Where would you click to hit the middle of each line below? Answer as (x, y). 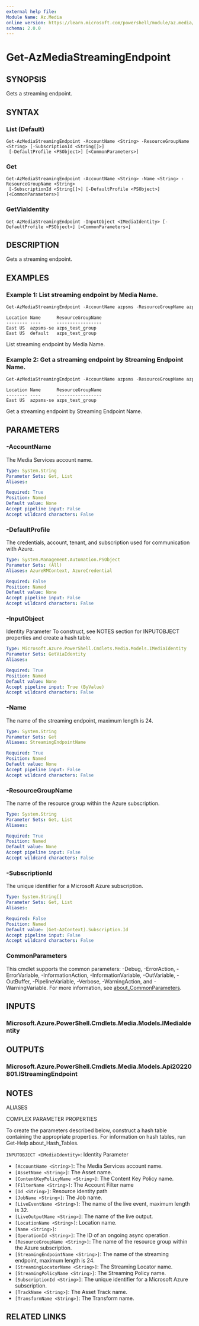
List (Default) (25, 129)
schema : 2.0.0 (24, 28)
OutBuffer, (19, 981)
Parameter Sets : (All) (34, 565)
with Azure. (20, 549)
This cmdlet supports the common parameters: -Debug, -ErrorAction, (91, 969)
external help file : (32, 12)
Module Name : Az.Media (34, 17)
